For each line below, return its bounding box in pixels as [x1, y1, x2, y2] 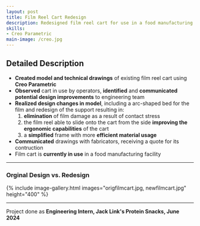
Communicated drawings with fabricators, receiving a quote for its [14, 138, 180, 145]
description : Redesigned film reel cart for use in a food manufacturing [6, 20, 193, 26]
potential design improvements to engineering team [14, 93, 145, 100]
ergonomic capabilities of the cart [23, 125, 109, 132]
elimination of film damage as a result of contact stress [23, 112, 161, 119]
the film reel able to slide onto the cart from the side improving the [23, 119, 187, 126]
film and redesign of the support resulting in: [14, 106, 124, 113]
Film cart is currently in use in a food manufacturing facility [14, 150, 161, 157]
